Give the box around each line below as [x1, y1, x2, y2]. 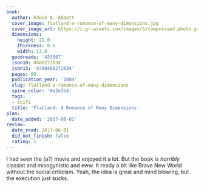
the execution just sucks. [6, 174, 69, 182]
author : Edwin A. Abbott [12, 15, 75, 21]
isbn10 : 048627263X [12, 59, 61, 65]
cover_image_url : [12, 25, 56, 32]
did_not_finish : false [12, 133, 69, 139]
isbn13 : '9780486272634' [12, 65, 75, 72]
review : [6, 122, 26, 128]
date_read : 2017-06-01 [12, 127, 69, 133]
